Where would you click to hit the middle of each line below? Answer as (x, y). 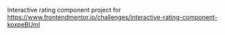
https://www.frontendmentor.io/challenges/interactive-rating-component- (112, 17)
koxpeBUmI (24, 24)
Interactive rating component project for (64, 10)
